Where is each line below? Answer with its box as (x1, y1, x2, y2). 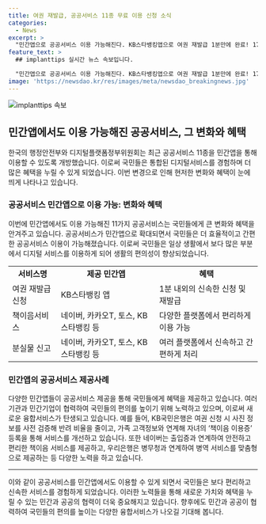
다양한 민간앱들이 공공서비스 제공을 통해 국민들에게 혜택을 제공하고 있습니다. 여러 (8, 393, 258, 404)
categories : (8, 19, 47, 27)
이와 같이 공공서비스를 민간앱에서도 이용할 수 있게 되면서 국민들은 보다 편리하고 (8, 477, 252, 487)
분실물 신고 (12, 342, 51, 353)
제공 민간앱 (86, 268, 126, 279)
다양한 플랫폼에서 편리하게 (159, 309, 252, 321)
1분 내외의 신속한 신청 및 (159, 283, 246, 294)
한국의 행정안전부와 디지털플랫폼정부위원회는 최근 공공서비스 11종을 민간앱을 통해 (8, 148, 257, 158)
